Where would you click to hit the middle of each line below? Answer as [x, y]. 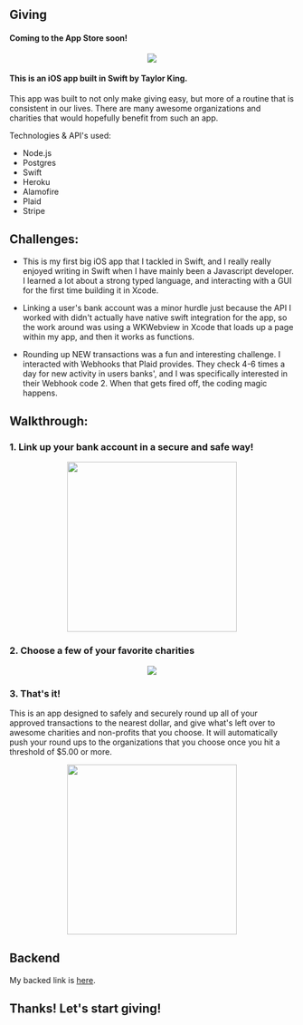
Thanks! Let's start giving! [85, 1009]
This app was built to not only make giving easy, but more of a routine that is [151, 98]
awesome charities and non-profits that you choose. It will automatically [144, 732]
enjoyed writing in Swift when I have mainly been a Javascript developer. [158, 270]
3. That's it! [35, 693]
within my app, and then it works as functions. [108, 337]
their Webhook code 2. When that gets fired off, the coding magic [145, 383]
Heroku [36, 181]
